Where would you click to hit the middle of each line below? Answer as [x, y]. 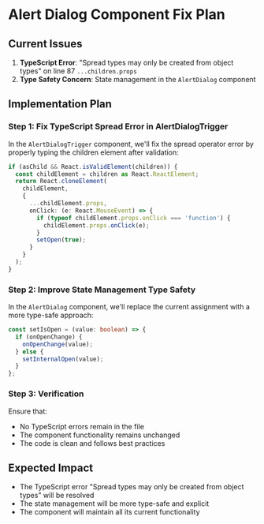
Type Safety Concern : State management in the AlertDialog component [138, 79]
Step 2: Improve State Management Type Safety [102, 290]
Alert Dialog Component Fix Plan [117, 15]
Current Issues [45, 44]
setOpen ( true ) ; [61, 240]
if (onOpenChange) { [49, 337]
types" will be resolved [57, 496]
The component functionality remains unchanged [100, 435]
